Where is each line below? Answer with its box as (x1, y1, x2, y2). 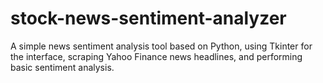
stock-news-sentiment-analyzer (10, 7, 287, 30)
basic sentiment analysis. (10, 61, 115, 73)
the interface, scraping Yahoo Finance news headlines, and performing (10, 50, 303, 62)
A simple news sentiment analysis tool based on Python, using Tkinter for (10, 40, 313, 52)
